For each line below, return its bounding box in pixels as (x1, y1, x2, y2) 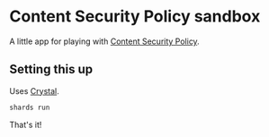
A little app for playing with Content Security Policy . (9, 36, 200, 47)
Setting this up (9, 62, 93, 77)
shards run (9, 103, 50, 112)
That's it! (9, 119, 42, 130)
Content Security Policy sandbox (9, 6, 261, 27)
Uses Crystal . (9, 85, 60, 96)
